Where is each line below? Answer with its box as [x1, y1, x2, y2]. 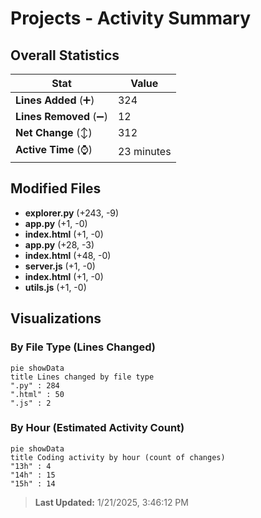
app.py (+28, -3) [24, 238, 95, 251]
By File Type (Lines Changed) [10, 340, 156, 354]
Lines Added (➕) [15, 93, 95, 107]
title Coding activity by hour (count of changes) [10, 452, 226, 462]
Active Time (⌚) [15, 143, 93, 156]
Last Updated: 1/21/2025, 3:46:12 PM [34, 496, 189, 508]
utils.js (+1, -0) [24, 281, 87, 293]
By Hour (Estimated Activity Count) [10, 421, 185, 435]
